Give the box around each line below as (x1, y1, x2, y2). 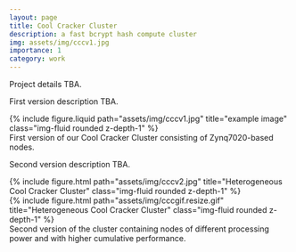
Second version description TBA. (9, 159, 131, 169)
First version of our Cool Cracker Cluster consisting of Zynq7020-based (9, 133, 274, 142)
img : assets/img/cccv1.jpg (9, 37, 110, 47)
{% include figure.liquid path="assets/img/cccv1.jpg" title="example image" (9, 113, 288, 124)
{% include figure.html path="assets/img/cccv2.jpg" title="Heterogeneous (9, 176, 283, 187)
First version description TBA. (9, 96, 119, 107)
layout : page (9, 12, 58, 22)
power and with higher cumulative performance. (9, 233, 186, 243)
